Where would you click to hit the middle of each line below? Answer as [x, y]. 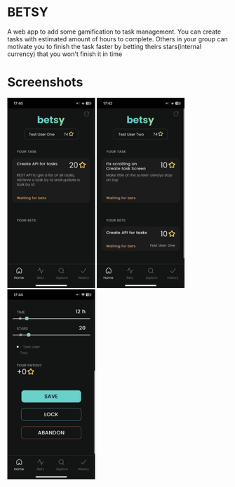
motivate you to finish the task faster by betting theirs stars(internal [105, 46]
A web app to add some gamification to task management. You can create [114, 32]
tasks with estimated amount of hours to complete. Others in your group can [117, 39]
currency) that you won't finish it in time [65, 54]
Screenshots [45, 82]
